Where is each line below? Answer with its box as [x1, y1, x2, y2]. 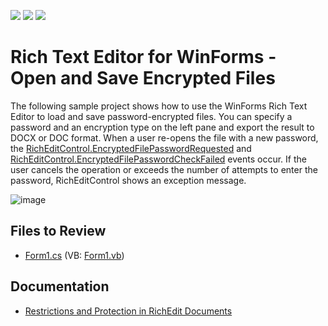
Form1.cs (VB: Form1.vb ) [24, 249, 125, 261]
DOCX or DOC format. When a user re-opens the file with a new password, [10, 131, 319, 144]
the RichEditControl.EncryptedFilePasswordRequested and [10, 142, 252, 154]
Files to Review [10, 223, 107, 240]
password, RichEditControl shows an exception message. [10, 174, 247, 186]
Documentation [10, 278, 110, 295]
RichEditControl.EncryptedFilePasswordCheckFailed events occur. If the [10, 153, 307, 165]
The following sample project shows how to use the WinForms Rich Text [10, 100, 308, 112]
